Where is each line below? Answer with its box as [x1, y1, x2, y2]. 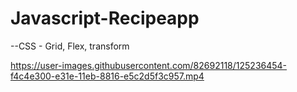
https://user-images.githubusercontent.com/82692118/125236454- [10, 59, 288, 71]
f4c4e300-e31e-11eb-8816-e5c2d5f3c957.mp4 [10, 70, 205, 82]
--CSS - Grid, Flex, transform [10, 40, 130, 52]
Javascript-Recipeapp [10, 7, 200, 30]
